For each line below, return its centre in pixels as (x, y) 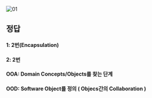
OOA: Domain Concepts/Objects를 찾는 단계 (60, 74)
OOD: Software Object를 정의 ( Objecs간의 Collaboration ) (76, 89)
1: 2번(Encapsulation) (33, 45)
